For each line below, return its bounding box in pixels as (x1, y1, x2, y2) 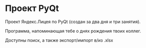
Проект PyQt (5, 3, 59, 14)
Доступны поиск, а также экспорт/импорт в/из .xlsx (5, 37, 113, 43)
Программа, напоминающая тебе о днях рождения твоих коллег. (5, 28, 141, 34)
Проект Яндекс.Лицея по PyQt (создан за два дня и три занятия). (5, 19, 141, 24)
